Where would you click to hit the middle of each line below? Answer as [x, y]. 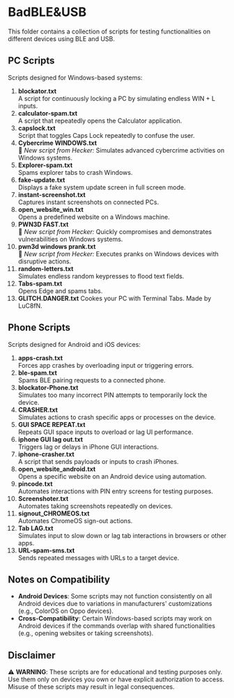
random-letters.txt [46, 268]
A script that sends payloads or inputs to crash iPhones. [98, 461]
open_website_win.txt [51, 209]
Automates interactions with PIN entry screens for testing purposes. [115, 491]
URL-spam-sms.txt [46, 550]
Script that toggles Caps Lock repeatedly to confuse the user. [106, 135]
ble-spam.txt [38, 373]
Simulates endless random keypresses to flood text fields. [101, 276]
